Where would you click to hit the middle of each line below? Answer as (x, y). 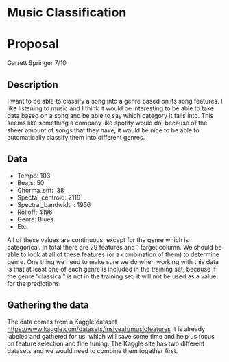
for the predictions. (34, 283)
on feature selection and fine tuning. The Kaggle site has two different (106, 343)
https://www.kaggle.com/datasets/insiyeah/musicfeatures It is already (106, 329)
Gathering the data (48, 305)
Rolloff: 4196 (35, 212)
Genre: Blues (35, 219)
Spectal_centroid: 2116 (49, 197)
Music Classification (67, 13)
